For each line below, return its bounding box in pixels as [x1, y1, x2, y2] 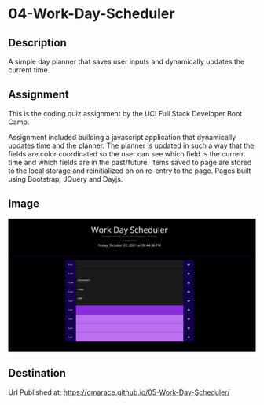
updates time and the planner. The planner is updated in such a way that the [8, 141, 255, 150]
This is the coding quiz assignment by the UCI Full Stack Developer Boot [8, 109, 243, 118]
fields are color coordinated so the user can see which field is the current [8, 149, 246, 158]
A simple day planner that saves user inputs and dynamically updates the [8, 57, 245, 66]
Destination [8, 366, 67, 380]
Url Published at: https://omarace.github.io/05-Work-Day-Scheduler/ [8, 387, 230, 397]
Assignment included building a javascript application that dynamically [8, 132, 236, 142]
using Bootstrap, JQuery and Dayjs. [8, 174, 123, 183]
